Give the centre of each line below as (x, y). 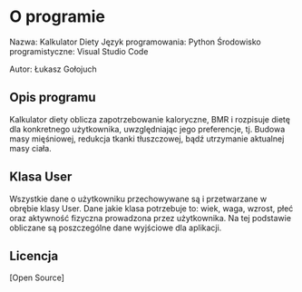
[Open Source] (37, 277)
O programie (58, 17)
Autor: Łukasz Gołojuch (53, 69)
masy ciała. (30, 148)
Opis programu (53, 97)
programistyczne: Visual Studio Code (79, 51)
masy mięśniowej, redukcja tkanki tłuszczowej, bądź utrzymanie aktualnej (147, 139)
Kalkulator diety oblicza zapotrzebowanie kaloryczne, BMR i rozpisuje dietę (150, 119)
